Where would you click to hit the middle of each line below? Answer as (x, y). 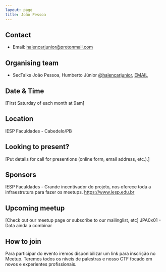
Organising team (32, 63)
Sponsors (21, 175)
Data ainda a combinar (29, 226)
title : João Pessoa (26, 15)
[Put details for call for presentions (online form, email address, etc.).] (77, 159)
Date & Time (25, 91)
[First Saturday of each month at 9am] (45, 103)
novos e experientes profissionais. (41, 264)
